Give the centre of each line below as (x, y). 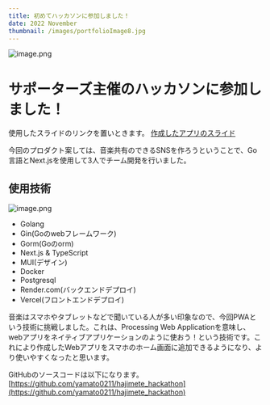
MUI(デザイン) (44, 263)
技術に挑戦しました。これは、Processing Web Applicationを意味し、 (136, 327)
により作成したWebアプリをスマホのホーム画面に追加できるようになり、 (135, 348)
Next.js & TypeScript (54, 253)
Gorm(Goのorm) (47, 244)
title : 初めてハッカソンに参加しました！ (69, 16)
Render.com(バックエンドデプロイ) (78, 290)
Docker (32, 272)
